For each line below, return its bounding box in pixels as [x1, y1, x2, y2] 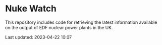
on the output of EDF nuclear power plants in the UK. [5, 24, 113, 30]
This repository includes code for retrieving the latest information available [5, 19, 158, 25]
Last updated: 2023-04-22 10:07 [5, 34, 72, 40]
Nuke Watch [5, 3, 57, 14]
